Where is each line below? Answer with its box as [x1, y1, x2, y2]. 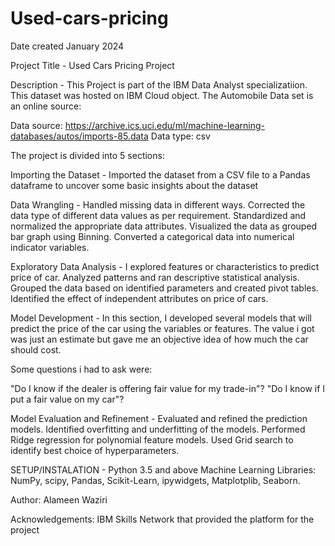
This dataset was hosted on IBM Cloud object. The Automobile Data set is [10, 89, 314, 101]
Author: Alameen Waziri [10, 493, 108, 506]
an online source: [10, 100, 82, 112]
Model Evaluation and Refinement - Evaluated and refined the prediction [10, 412, 308, 424]
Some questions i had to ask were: [10, 363, 153, 375]
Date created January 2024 [10, 40, 125, 52]
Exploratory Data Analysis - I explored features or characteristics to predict [10, 260, 320, 272]
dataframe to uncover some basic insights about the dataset [10, 179, 259, 191]
